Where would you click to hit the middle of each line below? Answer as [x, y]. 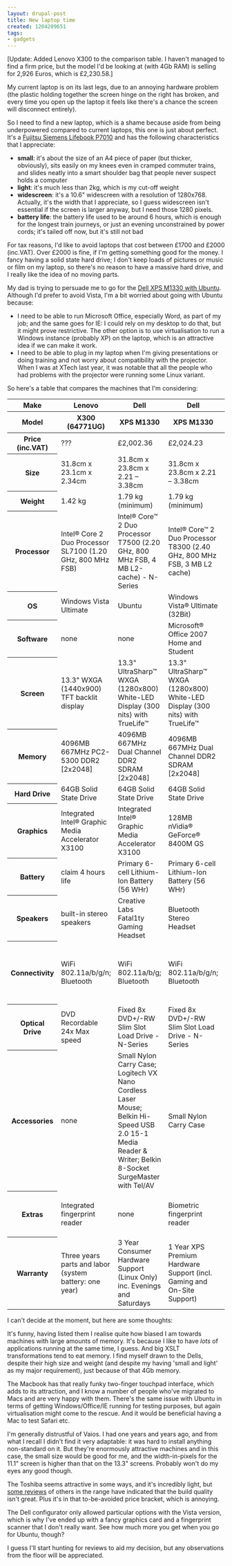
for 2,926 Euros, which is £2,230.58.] [60, 74]
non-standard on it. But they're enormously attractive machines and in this [113, 1448]
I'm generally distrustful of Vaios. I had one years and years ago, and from [113, 1434]
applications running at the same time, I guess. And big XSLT [94, 1348]
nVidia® [181, 826]
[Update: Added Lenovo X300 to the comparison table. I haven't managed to [116, 59]
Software [32, 639]
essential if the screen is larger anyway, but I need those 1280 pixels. [115, 210]
